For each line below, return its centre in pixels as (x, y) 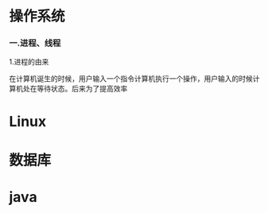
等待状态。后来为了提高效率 (82, 89)
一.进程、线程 (35, 43)
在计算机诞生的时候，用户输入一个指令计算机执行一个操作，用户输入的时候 (131, 79)
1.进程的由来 (29, 62)
